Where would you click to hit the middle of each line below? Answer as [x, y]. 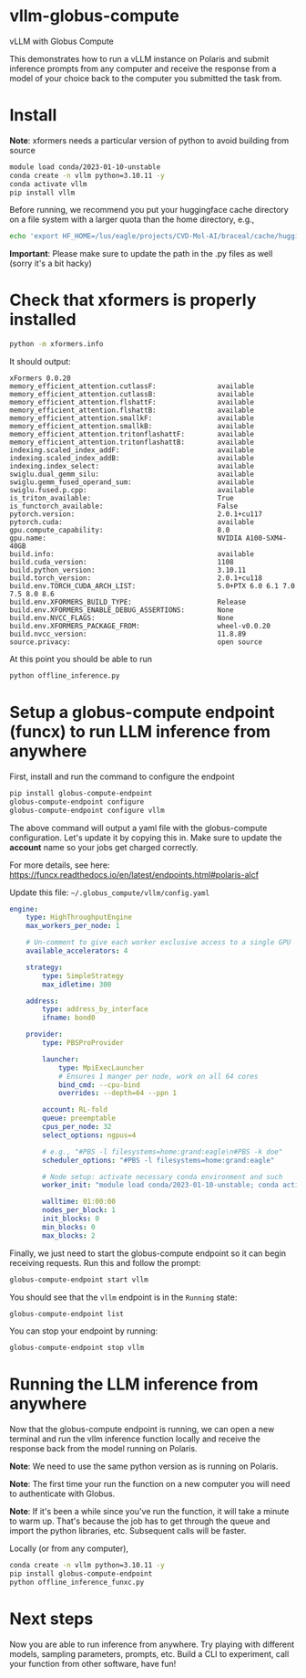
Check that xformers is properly [133, 300]
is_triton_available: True [122, 499]
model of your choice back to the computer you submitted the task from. [146, 78]
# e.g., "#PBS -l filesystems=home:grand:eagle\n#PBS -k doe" [163, 1152]
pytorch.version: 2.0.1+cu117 [136, 514]
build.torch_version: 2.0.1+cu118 [136, 578]
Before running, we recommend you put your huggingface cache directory [149, 210]
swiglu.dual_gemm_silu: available [132, 475]
